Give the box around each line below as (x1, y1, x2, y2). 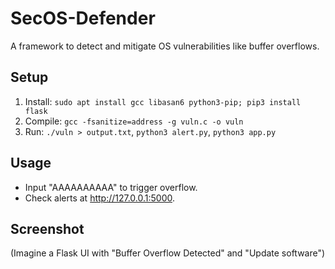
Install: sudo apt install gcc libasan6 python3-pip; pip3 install (24, 95, 302, 107)
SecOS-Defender (10, 7, 156, 30)
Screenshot (10, 220, 85, 237)
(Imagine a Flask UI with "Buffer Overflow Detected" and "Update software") (10, 247, 326, 259)
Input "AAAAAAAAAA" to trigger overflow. (24, 181, 198, 193)
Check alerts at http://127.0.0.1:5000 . (24, 192, 176, 204)
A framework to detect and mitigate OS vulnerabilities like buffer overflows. (10, 40, 320, 52)
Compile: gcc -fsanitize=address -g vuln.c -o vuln (24, 115, 244, 127)
